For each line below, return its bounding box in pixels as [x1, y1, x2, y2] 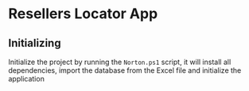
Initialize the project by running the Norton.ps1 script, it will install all [8, 57, 231, 66]
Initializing [8, 36, 61, 50]
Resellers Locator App [8, 5, 158, 23]
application [8, 74, 45, 83]
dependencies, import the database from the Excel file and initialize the [8, 66, 242, 75]
